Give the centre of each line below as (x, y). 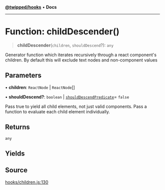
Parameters (23, 76)
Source (16, 170)
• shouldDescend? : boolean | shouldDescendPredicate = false (67, 97)
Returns (18, 127)
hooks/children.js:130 (27, 182)
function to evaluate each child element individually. (58, 111)
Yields (15, 153)
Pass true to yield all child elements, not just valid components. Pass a (76, 106)
